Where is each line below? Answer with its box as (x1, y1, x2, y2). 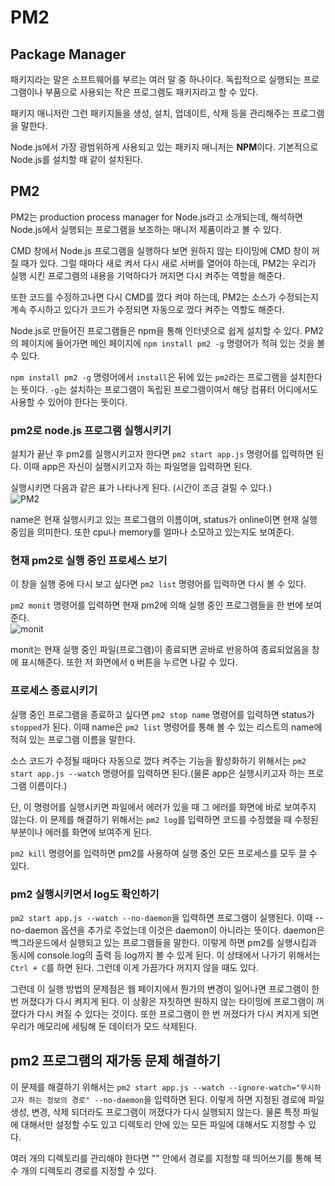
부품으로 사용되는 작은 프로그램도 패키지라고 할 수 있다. (44, 86, 259, 98)
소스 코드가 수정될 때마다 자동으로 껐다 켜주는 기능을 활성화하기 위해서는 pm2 (10, 754, 307, 766)
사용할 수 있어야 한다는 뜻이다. (10, 396, 128, 408)
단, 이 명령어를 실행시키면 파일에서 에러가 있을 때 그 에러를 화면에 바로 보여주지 (10, 801, 317, 813)
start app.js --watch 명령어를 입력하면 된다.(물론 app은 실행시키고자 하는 (10, 767, 306, 779)
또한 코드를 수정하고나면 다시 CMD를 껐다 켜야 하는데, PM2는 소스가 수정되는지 (10, 291, 319, 303)
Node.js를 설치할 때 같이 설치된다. (10, 154, 143, 165)
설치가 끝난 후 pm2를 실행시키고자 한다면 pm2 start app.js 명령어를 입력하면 (10, 448, 314, 460)
